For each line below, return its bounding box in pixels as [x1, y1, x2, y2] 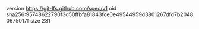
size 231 [30, 17, 50, 24]
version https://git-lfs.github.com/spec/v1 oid [6, 5, 117, 12]
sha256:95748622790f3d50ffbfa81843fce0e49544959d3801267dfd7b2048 [6, 11, 194, 18]
